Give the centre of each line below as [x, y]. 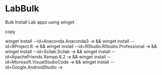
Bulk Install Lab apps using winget [40, 22]
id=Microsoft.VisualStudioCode [37, 62]
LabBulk [22, 9]
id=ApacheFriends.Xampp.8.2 [35, 56]
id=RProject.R [19, 46]
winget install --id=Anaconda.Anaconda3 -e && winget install [67, 41]
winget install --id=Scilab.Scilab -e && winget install [58, 51]
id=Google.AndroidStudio [31, 67]
